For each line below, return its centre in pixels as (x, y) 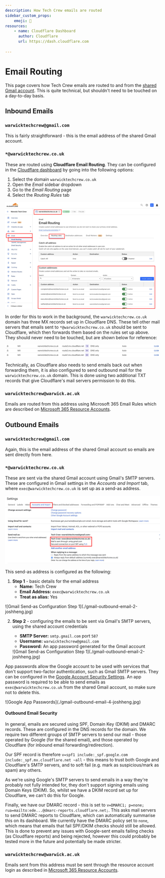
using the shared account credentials (50, 626)
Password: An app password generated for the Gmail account (82, 646)
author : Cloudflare (38, 36)
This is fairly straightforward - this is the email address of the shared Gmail (81, 136)
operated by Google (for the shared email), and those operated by (72, 739)
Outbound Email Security (31, 713)
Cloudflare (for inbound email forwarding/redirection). (59, 745)
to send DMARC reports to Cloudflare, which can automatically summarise (80, 815)
